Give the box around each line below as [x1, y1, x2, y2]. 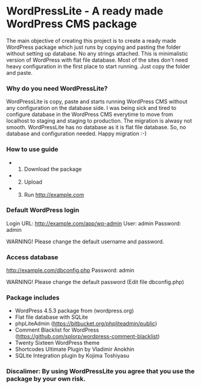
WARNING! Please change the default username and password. [6, 237, 164, 245]
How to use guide [6, 145, 59, 153]
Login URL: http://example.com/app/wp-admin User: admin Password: [6, 219, 181, 227]
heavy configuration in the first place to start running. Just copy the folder [6, 62, 191, 70]
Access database [6, 252, 59, 261]
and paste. [6, 69, 33, 76]
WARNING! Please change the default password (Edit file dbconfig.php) [6, 278, 184, 286]
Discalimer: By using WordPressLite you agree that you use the [6, 367, 195, 376]
